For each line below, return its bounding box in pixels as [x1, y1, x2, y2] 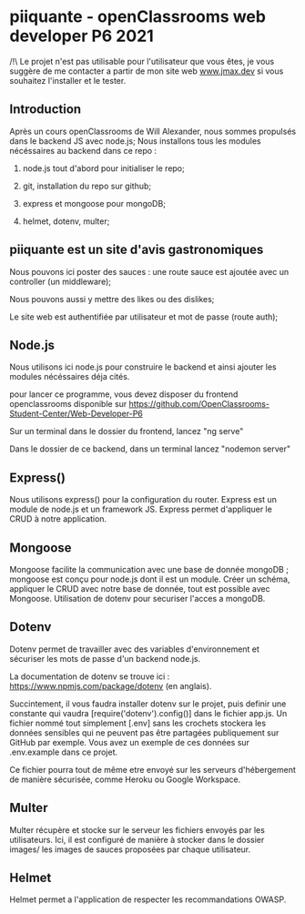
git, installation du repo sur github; [22, 180, 152, 191]
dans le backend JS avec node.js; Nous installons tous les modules [9, 135, 261, 147]
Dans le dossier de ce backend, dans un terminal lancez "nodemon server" [9, 443, 291, 454]
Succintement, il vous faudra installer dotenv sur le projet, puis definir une [9, 698, 287, 709]
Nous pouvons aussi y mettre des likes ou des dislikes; [9, 293, 215, 304]
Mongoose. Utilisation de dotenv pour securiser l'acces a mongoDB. [9, 594, 266, 604]
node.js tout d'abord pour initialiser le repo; [22, 162, 185, 174]
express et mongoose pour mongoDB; [22, 198, 167, 208]
